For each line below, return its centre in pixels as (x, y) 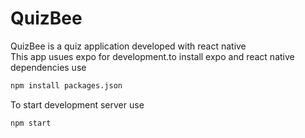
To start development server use (77, 104)
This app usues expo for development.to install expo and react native (152, 56)
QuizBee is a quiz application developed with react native (128, 46)
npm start (31, 123)
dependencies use (48, 67)
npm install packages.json (66, 85)
